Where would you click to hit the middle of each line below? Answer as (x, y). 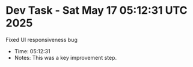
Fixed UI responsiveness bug (41, 39)
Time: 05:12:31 (32, 51)
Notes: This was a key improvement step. (66, 57)
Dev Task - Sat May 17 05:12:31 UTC (96, 10)
